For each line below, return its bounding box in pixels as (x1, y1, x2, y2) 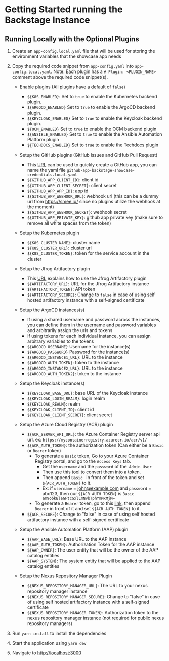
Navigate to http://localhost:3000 (12, 650, 82, 656)
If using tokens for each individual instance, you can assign (27, 333, 151, 339)
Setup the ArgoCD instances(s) (19, 307, 85, 313)
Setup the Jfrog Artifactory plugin (19, 266, 90, 272)
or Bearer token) (27, 448, 61, 453)
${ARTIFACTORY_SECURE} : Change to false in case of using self (27, 291, 155, 298)
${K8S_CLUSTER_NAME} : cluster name (27, 240, 100, 245)
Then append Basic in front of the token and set (42, 474, 145, 480)
